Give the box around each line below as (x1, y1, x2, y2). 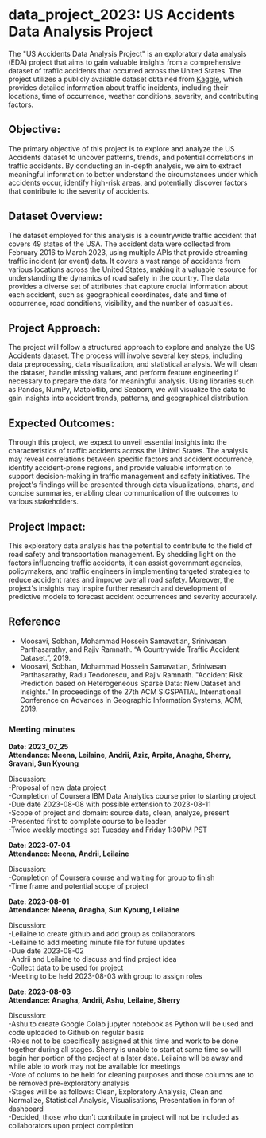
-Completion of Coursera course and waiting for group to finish (8, 873, 215, 882)
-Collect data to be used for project (8, 963, 124, 973)
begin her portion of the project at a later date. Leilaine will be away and (8, 1054, 244, 1063)
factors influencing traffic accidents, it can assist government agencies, (8, 558, 243, 567)
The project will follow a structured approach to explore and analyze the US (8, 343, 256, 352)
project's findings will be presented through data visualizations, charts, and (8, 480, 255, 489)
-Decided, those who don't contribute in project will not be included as (8, 1112, 240, 1122)
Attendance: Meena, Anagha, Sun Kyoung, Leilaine (8, 905, 180, 915)
